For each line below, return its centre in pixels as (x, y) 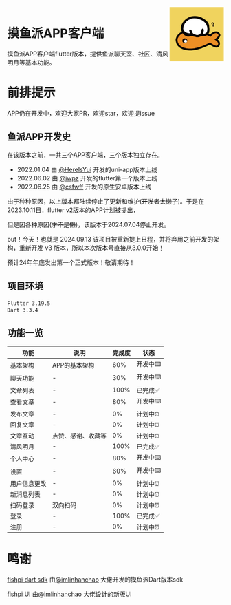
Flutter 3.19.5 (29, 303)
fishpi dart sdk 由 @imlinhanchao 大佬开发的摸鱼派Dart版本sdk (95, 580)
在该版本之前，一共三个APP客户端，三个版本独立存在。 (85, 155)
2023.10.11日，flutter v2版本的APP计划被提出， (73, 210)
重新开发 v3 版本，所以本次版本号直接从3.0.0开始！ (92, 248)
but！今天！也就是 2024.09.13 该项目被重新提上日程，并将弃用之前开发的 (110, 239)
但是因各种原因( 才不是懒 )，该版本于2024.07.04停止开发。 (89, 224)
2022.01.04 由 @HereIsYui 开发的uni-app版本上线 (87, 169)
